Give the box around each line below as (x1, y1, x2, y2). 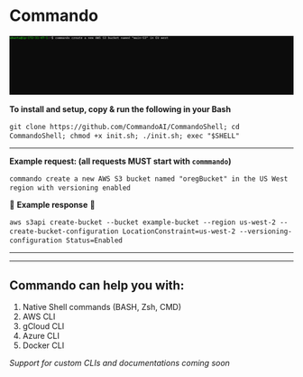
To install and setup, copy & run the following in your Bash (9, 104, 232, 115)
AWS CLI (22, 311, 56, 322)
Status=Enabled (66, 236, 124, 245)
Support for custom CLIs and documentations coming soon (9, 358, 230, 369)
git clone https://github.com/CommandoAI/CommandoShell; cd (9, 123, 241, 132)
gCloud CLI (22, 321, 65, 332)
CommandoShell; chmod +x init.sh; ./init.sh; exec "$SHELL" (9, 132, 241, 141)
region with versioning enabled (9, 184, 131, 193)
